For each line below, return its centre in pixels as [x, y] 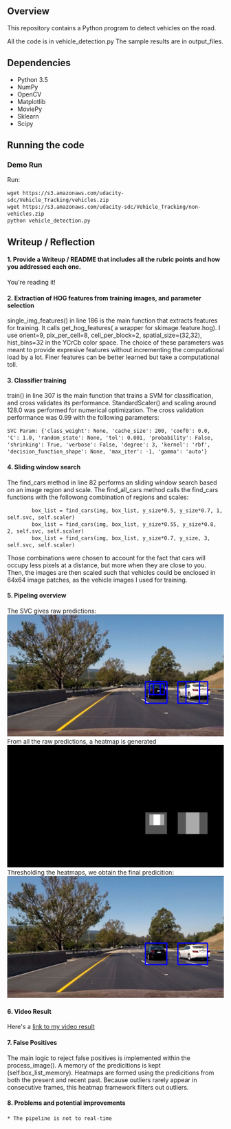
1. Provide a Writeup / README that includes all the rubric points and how [114, 260]
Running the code [46, 145]
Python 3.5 [32, 79]
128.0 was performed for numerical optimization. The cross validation [106, 410]
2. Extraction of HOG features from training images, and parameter [104, 298]
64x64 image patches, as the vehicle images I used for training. [97, 580]
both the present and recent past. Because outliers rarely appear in [102, 1080]
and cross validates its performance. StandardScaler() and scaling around [112, 403]
